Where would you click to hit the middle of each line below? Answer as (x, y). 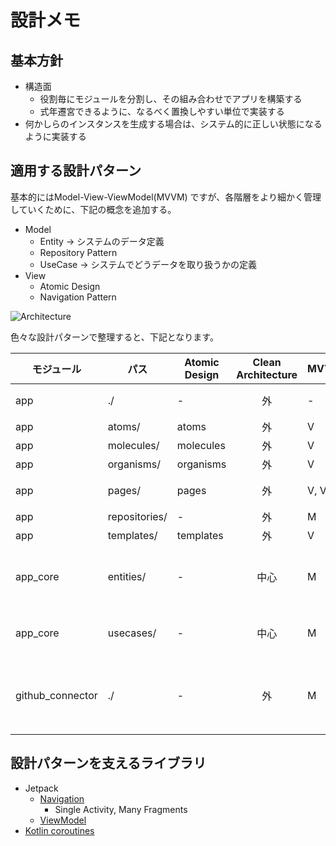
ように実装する (55, 136)
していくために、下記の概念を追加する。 (93, 209)
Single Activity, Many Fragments (121, 809)
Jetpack (41, 788)
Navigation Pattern (78, 297)
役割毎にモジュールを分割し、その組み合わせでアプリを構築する (171, 99)
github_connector (56, 695)
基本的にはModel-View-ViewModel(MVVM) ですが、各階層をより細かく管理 (166, 197)
